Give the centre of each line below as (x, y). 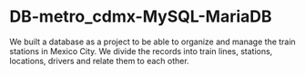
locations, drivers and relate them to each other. (99, 61)
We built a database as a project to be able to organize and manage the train (152, 42)
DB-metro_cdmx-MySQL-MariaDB (141, 17)
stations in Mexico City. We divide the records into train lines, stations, (141, 51)
